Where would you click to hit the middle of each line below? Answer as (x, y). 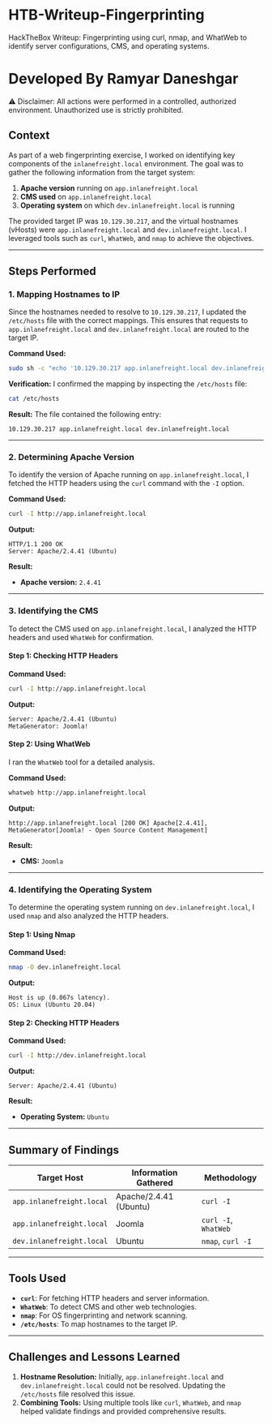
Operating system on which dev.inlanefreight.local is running (127, 205)
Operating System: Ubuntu (64, 1116)
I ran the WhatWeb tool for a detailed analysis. (82, 762)
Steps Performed (53, 271)
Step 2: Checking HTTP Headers (64, 1022)
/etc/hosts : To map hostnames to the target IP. (99, 1323)
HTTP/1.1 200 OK (36, 544)
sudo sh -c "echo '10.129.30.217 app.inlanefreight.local (108, 368)
